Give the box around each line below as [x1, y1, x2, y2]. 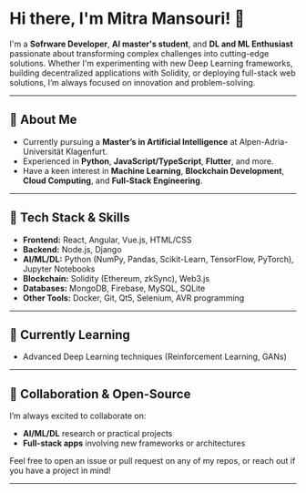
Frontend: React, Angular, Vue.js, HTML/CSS [22, 234, 192, 245]
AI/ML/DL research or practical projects [22, 428, 173, 439]
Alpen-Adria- [239, 136, 289, 147]
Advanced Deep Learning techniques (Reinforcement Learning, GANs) [22, 351, 287, 363]
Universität [22, 146, 64, 157]
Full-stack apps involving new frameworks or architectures [22, 437, 246, 449]
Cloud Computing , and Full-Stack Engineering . [22, 175, 203, 186]
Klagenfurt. [65, 146, 107, 157]
